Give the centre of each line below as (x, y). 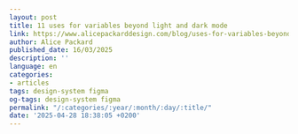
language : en (33, 67)
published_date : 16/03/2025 (61, 50)
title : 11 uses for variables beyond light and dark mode (118, 26)
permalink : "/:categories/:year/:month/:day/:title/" (111, 108)
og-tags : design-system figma (65, 99)
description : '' (39, 58)
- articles (29, 83)
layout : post (33, 17)
